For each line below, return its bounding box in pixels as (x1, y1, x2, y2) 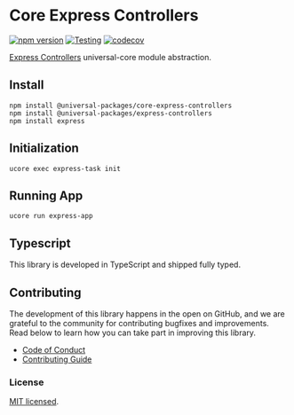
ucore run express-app (9, 212, 93, 221)
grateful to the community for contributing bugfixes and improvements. (9, 318, 269, 328)
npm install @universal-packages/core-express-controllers (9, 101, 233, 110)
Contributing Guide (21, 354, 92, 364)
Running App (9, 188, 83, 203)
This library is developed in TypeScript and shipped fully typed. (9, 259, 242, 270)
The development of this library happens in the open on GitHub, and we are (9, 309, 286, 319)
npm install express (9, 116, 86, 125)
